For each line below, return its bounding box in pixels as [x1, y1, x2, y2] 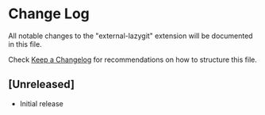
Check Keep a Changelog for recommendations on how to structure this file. [8, 55, 258, 64]
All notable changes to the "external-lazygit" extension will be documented [8, 31, 253, 40]
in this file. [8, 39, 42, 48]
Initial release [19, 98, 63, 108]
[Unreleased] [8, 78, 75, 91]
